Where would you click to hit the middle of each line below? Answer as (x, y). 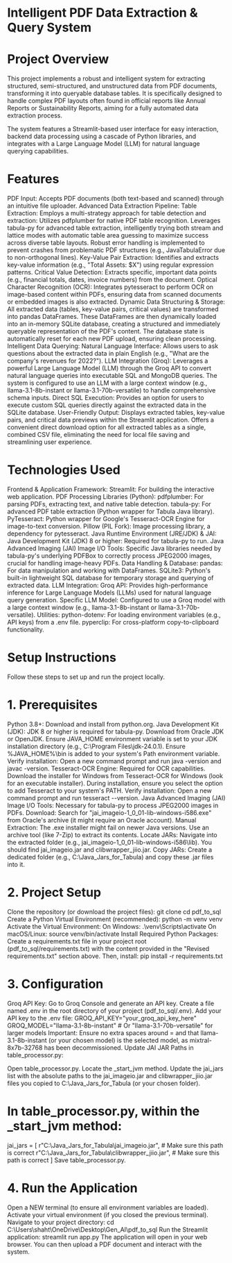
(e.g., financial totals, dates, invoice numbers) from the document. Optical (112, 280)
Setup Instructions (62, 658)
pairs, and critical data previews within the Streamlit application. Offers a (111, 420)
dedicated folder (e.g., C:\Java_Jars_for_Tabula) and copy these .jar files (110, 857)
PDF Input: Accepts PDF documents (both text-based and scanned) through (116, 199)
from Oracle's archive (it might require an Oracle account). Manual (102, 820)
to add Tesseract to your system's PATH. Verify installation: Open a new (110, 791)
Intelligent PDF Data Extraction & (103, 13)
